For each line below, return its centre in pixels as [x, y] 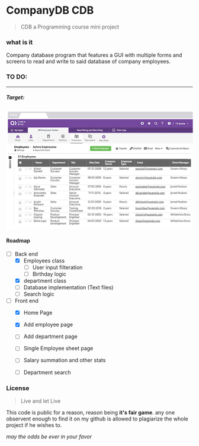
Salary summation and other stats [65, 360]
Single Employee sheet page [58, 349]
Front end [26, 301]
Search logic [39, 294]
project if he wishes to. [34, 425]
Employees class [44, 260]
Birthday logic [49, 274]
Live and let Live [41, 401]
